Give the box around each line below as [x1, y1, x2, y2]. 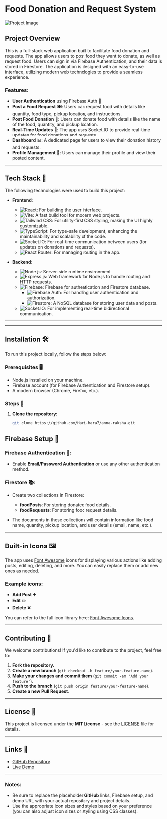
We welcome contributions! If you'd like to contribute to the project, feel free [5, 647, 162, 653]
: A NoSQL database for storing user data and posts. [50, 300, 158, 306]
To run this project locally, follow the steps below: [5, 351, 107, 357]
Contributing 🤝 [5, 634, 52, 642]
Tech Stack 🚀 [5, 174, 47, 183]
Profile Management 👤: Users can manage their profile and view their [12, 150, 156, 156]
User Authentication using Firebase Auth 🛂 [12, 98, 102, 104]
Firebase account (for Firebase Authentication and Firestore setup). [12, 382, 151, 388]
